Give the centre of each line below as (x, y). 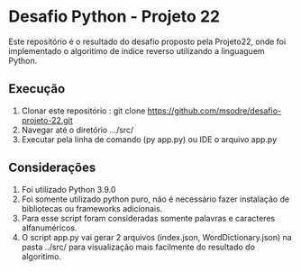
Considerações (52, 168)
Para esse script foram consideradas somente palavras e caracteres (148, 218)
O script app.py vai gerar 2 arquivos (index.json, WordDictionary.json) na (156, 237)
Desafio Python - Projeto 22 (114, 17)
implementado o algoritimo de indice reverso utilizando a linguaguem (137, 50)
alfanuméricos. (49, 228)
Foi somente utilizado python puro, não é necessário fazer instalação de (155, 199)
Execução (37, 89)
